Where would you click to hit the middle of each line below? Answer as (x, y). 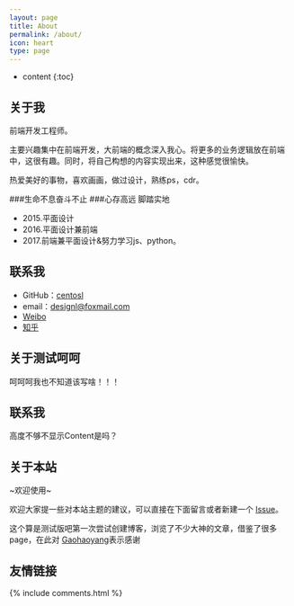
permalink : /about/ (46, 34)
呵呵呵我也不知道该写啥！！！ (64, 381)
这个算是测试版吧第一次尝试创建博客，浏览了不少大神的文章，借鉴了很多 (143, 529)
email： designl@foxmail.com (76, 306)
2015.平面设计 (48, 218)
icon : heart (31, 43)
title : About (34, 26)
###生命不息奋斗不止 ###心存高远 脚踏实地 (90, 199)
